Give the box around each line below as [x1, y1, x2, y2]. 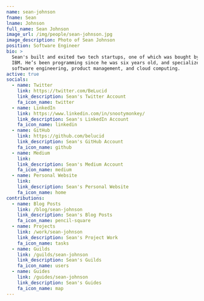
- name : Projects [12, 223, 56, 229]
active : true [6, 71, 39, 77]
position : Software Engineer [6, 43, 80, 49]
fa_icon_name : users [17, 263, 69, 269]
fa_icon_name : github [17, 144, 72, 150]
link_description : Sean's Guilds [17, 257, 102, 263]
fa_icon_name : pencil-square [17, 218, 91, 224]
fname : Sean [6, 15, 36, 21]
